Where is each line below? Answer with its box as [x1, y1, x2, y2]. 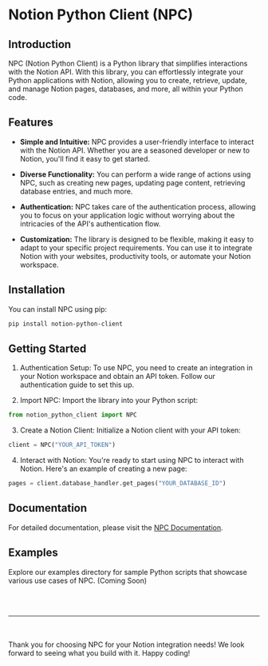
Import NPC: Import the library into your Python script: [19, 396, 198, 405]
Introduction [8, 38, 72, 51]
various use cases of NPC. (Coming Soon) [8, 576, 148, 585]
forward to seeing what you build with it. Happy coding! [8, 648, 191, 657]
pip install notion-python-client [8, 320, 124, 328]
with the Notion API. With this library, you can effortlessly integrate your [8, 67, 244, 77]
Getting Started [8, 341, 87, 355]
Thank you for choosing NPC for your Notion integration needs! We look [8, 640, 245, 649]
